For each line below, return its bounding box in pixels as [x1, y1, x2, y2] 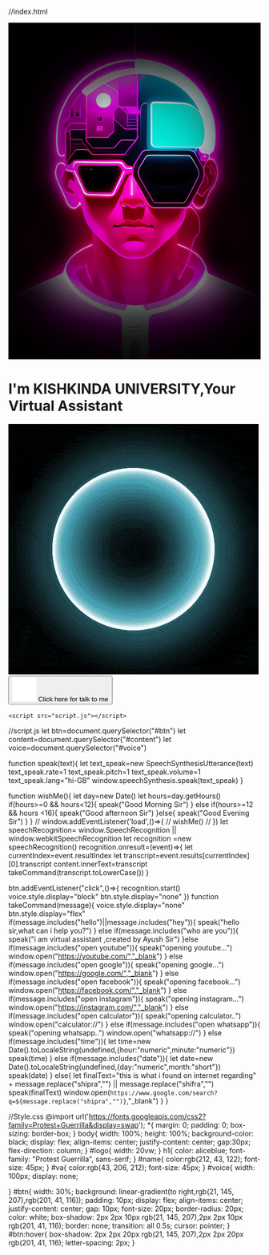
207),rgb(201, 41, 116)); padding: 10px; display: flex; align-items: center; [8, 1195, 244, 1205]
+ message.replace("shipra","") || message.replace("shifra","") [8, 1079, 215, 1088]
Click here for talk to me [38, 695, 109, 704]
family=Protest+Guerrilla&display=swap [8, 1120, 139, 1129]
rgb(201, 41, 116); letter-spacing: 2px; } [8, 1237, 135, 1247]
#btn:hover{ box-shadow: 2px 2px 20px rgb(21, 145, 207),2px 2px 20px [8, 1229, 244, 1239]
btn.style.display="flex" [8, 909, 86, 918]
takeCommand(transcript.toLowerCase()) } [8, 867, 150, 877]
